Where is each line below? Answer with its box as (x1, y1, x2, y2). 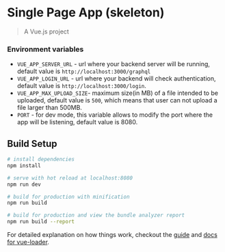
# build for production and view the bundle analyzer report (7, 212, 185, 219)
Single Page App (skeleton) (7, 5, 165, 20)
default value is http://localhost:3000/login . (16, 82, 147, 90)
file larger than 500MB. (16, 104, 82, 112)
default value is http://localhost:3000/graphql (16, 67, 151, 76)
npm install (7, 162, 41, 169)
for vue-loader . (7, 238, 50, 247)
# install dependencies (7, 156, 75, 163)
